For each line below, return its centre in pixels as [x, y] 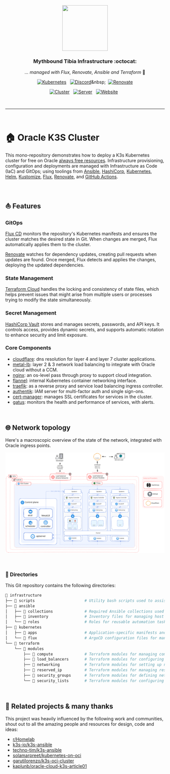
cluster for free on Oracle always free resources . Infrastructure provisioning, [85, 161]
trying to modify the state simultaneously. [49, 300]
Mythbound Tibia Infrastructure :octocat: [85, 61]
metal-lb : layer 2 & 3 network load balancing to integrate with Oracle [84, 364]
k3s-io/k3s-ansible [32, 745]
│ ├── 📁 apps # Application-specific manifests [81, 633]
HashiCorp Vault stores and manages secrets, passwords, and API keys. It [82, 324]
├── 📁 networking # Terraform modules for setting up [93, 665]
